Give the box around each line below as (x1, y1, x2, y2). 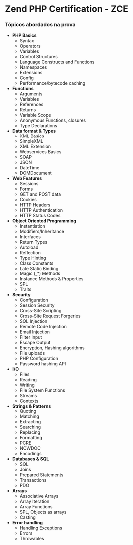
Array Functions (19, 504, 53, 510)
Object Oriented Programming (12, 218, 76, 224)
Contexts (19, 398, 39, 404)
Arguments (19, 91, 43, 97)
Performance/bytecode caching (19, 80, 86, 86)
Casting (19, 514, 36, 520)
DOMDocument (19, 170, 52, 176)
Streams (19, 393, 37, 399)
